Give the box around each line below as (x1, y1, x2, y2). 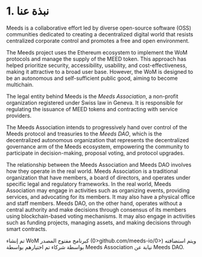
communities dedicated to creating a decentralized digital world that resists (6, 30, 194, 37)
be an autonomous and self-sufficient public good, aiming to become (6, 74, 178, 82)
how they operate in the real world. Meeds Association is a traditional (6, 168, 178, 175)
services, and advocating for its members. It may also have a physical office (6, 193, 195, 200)
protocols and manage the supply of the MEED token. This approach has (6, 55, 187, 62)
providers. (6, 112, 32, 119)
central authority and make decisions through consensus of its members (6, 206, 187, 213)
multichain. (6, 80, 34, 88)
